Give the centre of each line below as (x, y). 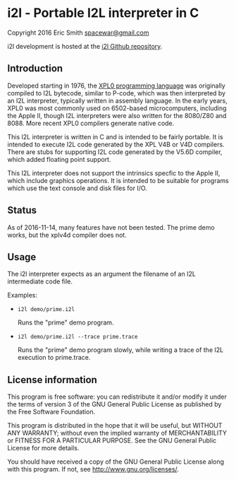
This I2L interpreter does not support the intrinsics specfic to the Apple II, (114, 173)
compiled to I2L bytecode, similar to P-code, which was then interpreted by (117, 93)
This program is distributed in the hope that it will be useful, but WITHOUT (115, 426)
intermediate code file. (40, 281)
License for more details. (43, 448)
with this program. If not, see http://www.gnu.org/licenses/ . (93, 469)
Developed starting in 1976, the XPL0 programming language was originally (116, 86)
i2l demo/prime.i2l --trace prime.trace (77, 337)
